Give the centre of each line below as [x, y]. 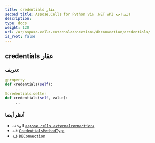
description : [18, 18]
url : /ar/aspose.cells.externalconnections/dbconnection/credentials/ [78, 32]
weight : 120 [17, 28]
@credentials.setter [26, 94]
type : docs [16, 23]
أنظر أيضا [15, 115]
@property [15, 80]
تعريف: [13, 70]
